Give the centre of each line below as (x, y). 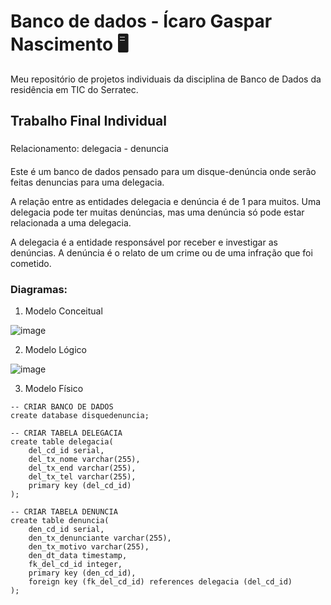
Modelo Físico (54, 389)
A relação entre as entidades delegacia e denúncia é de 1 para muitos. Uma (166, 201)
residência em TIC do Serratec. (74, 89)
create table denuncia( (60, 521)
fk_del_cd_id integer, (75, 565)
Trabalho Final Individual (88, 121)
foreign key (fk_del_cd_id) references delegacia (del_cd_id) (160, 582)
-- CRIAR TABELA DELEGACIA (66, 433)
